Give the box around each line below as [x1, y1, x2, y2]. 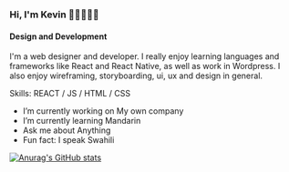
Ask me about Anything [22, 125, 111, 136]
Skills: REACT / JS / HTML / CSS [9, 88, 130, 99]
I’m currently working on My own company [22, 106, 184, 116]
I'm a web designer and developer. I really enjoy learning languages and [9, 51, 280, 62]
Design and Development [9, 31, 108, 42]
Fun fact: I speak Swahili [22, 135, 115, 146]
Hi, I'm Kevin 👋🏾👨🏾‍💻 [9, 8, 99, 21]
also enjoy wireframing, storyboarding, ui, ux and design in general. [9, 70, 263, 81]
